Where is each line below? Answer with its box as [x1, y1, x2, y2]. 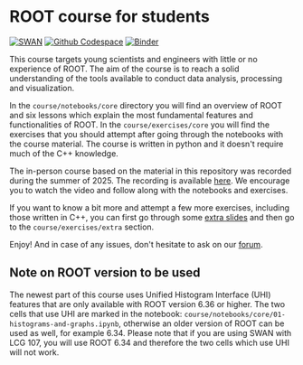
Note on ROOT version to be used [9, 265, 201, 281]
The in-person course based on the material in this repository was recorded [9, 165, 292, 176]
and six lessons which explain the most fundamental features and [9, 109, 253, 120]
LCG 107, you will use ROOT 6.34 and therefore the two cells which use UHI [9, 337, 289, 348]
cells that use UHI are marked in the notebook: [9, 308, 183, 319]
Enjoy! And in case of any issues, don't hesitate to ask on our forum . [9, 239, 264, 249]
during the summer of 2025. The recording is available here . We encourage [9, 174, 290, 186]
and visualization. [9, 82, 75, 93]
